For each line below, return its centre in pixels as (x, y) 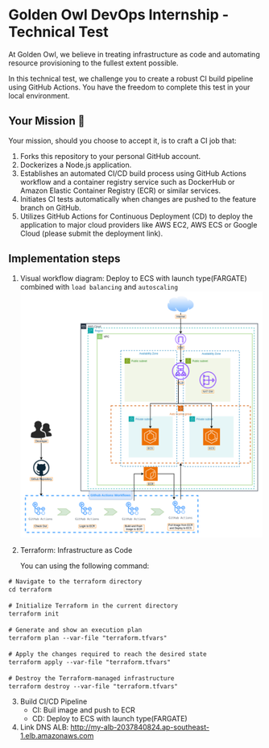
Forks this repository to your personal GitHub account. (110, 156)
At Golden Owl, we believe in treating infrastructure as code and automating (134, 54)
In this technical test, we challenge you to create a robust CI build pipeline (131, 78)
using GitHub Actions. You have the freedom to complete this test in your (129, 87)
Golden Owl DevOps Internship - (119, 15)
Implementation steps (64, 259)
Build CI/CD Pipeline (54, 702)
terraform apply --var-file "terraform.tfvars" (90, 662)
